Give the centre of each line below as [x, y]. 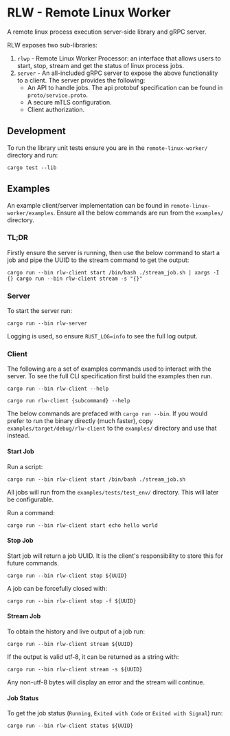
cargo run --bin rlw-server [47, 324]
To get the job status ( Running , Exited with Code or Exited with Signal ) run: [115, 713]
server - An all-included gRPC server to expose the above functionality [117, 73]
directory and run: [33, 155]
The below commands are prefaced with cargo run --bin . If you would [107, 413]
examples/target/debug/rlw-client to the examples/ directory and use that [112, 429]
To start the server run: [39, 311]
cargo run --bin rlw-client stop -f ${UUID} [72, 601]
